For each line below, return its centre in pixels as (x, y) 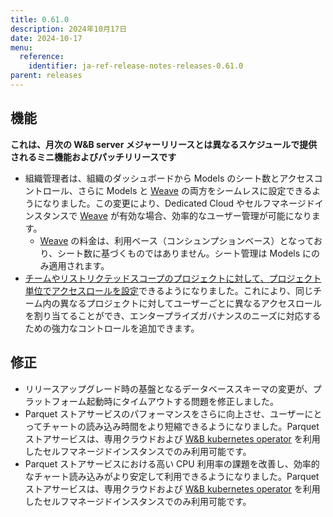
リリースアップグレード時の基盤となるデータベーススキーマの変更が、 (168, 388)
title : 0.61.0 (40, 19)
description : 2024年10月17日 (69, 29)
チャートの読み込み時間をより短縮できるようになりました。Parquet (181, 426)
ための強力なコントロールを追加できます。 (112, 328)
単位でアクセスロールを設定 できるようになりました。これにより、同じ (168, 290)
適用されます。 (79, 265)
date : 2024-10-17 (46, 38)
